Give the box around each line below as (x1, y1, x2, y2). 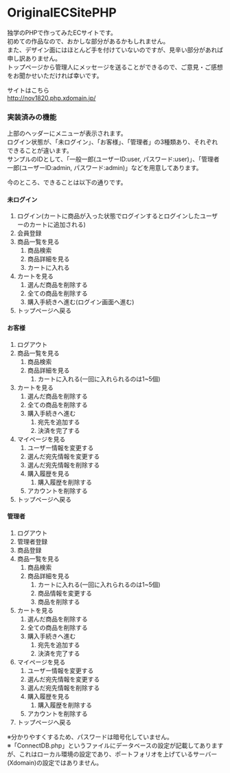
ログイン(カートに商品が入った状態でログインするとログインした (16, 212, 200, 220)
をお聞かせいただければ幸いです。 (7, 71, 103, 80)
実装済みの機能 (7, 112, 57, 122)
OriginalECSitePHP (7, 5, 117, 21)
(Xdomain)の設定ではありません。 (7, 759, 103, 767)
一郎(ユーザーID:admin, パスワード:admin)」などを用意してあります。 (7, 164, 203, 172)
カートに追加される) (29, 220, 86, 229)
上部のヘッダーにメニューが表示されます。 (7, 129, 127, 138)
